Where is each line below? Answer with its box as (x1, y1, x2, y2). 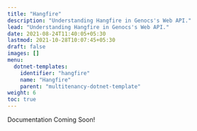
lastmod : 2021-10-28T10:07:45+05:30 (7, 37, 116, 44)
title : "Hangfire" (7, 10, 62, 18)
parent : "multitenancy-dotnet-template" (20, 83, 141, 90)
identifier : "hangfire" (20, 69, 91, 76)
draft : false (7, 43, 46, 50)
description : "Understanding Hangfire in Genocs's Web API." (7, 17, 192, 24)
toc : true (7, 96, 37, 103)
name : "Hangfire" (20, 76, 72, 84)
